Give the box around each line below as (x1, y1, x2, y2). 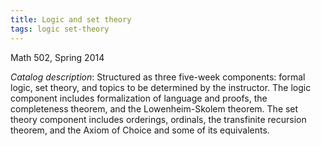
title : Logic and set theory (10, 14, 132, 25)
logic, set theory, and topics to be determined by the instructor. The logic (10, 81, 312, 93)
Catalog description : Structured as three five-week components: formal (10, 71, 306, 83)
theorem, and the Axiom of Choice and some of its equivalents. (10, 124, 270, 136)
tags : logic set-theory (10, 24, 110, 34)
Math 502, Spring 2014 (10, 51, 105, 63)
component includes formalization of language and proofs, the (10, 92, 268, 104)
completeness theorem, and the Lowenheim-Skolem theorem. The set (10, 102, 299, 115)
